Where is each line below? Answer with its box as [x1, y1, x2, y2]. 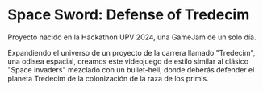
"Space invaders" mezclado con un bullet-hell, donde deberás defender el [7, 64, 255, 74]
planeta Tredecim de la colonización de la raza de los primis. [7, 73, 209, 83]
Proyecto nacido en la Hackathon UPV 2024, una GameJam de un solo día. [7, 32, 257, 42]
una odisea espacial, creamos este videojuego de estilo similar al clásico [7, 56, 249, 66]
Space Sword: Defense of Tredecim [7, 6, 250, 24]
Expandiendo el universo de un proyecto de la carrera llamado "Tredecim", [7, 48, 256, 57]
